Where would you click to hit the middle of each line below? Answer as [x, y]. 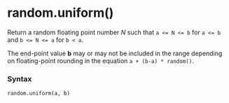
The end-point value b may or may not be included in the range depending [115, 53]
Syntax [20, 78]
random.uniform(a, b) [39, 94]
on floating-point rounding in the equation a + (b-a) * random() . [100, 60]
